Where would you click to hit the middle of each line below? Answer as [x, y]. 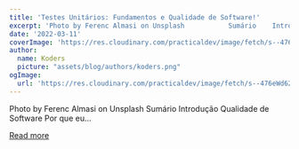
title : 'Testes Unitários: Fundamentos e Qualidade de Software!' [135, 17]
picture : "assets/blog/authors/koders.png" [99, 67]
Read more [29, 135]
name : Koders [41, 59]
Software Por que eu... [50, 118]
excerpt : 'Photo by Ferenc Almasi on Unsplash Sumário [133, 26]
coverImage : [31, 42]
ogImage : [25, 75]
